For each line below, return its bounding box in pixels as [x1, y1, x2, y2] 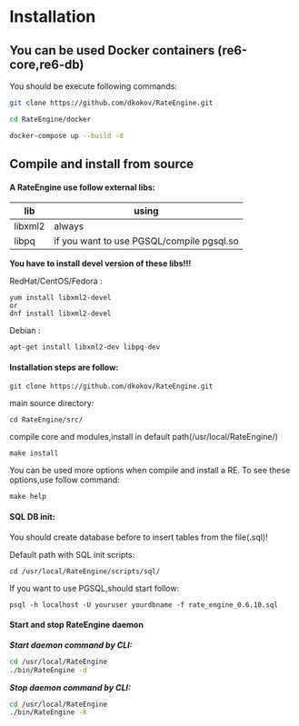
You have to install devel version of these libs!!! [9, 258, 192, 269]
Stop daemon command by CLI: [9, 681, 132, 692]
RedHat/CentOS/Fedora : [9, 275, 103, 287]
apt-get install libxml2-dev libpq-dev [9, 343, 161, 352]
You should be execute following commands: [9, 81, 177, 92]
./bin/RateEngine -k [9, 708, 88, 717]
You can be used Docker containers [9, 43, 215, 58]
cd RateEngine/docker [9, 114, 92, 124]
